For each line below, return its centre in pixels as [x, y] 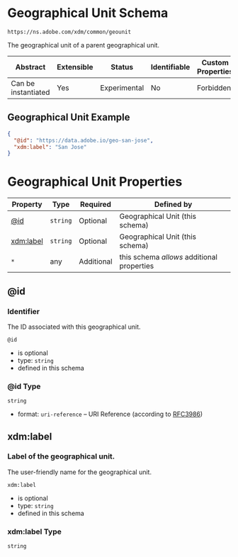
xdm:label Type [34, 531]
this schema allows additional [169, 257]
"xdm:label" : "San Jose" [50, 147]
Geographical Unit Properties [95, 182]
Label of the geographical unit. [61, 456]
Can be [23, 83]
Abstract [30, 67]
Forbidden [214, 88]
